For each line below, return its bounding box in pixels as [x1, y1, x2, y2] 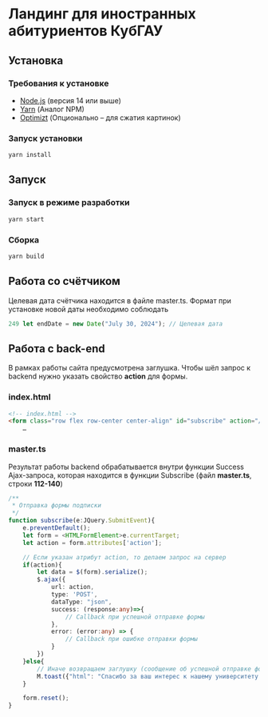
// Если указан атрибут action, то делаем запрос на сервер [22, 553, 227, 561]
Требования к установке [8, 78, 109, 89]
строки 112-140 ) [8, 479, 64, 488]
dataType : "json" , [50, 598, 112, 606]
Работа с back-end [8, 342, 105, 355]
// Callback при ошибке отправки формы [65, 635, 198, 643]
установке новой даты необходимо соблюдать [8, 304, 169, 314]
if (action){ [22, 561, 62, 569]
